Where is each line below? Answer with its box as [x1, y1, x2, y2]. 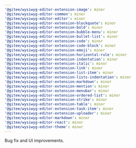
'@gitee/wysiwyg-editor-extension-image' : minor [4, 7, 105, 12]
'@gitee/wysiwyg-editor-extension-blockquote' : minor [4, 20, 117, 26]
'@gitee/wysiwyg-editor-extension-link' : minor [4, 66, 103, 71]
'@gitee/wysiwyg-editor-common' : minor [4, 12, 86, 16]
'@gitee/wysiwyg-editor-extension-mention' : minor [4, 83, 110, 89]
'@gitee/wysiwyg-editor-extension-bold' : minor [4, 25, 103, 30]
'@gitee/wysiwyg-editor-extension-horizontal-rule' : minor [4, 52, 127, 57]
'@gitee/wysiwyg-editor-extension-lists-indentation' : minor [4, 75, 132, 80]
